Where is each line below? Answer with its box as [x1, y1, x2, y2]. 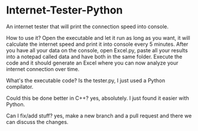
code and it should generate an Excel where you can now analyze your [6, 59, 178, 66]
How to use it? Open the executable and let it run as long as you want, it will [6, 34, 190, 41]
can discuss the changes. [6, 118, 69, 125]
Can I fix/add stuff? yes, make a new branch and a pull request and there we [6, 112, 192, 119]
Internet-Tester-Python [6, 4, 123, 17]
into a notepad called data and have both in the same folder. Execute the [6, 53, 183, 60]
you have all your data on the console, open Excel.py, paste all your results [6, 46, 188, 53]
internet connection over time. [6, 65, 80, 72]
